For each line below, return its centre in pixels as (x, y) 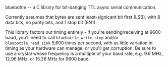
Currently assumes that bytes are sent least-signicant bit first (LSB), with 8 (83, 17)
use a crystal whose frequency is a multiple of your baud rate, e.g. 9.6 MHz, (84, 53)
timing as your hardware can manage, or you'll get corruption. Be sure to (81, 48)
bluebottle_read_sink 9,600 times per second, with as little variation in (79, 43)
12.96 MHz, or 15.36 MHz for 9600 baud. (47, 59)
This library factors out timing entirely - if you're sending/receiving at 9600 (83, 32)
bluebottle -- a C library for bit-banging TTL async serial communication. (81, 7)
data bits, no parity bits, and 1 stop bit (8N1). (51, 22)
